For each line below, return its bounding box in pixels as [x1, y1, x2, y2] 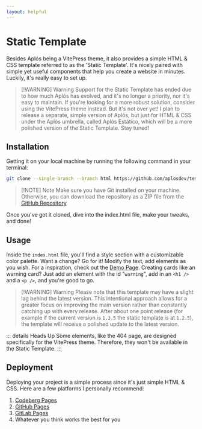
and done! [6, 218, 32, 225]
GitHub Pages [14, 402, 50, 410]
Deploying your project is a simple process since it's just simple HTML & [6, 378, 185, 386]
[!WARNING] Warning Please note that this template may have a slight [20, 288, 194, 296]
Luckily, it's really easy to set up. [6, 74, 87, 81]
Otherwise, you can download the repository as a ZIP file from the [20, 193, 185, 200]
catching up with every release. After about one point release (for [20, 308, 183, 315]
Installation [6, 141, 49, 151]
